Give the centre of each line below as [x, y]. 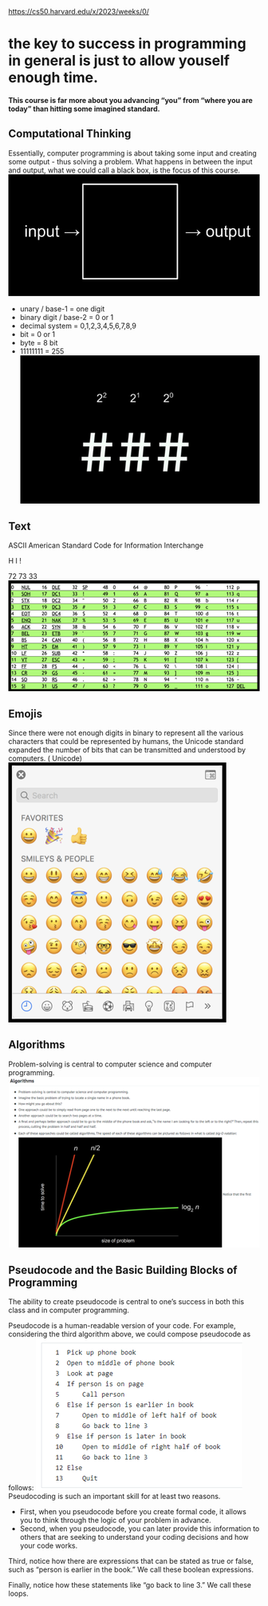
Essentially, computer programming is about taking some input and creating [132, 153]
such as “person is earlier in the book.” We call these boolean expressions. [131, 1570]
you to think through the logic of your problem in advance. [115, 1521]
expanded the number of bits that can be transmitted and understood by [127, 750]
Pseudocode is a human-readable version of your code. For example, [122, 1326]
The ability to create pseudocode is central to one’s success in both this [126, 1302]
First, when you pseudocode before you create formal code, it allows [133, 1512]
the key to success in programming [127, 44]
